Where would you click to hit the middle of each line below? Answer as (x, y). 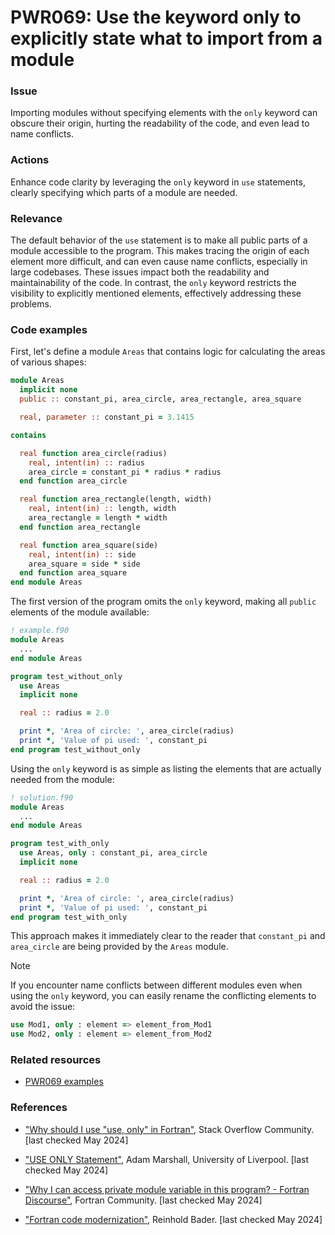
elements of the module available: (80, 612)
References (39, 1108)
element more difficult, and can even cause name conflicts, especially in (159, 262)
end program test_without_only (75, 749)
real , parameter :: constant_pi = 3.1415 (107, 417)
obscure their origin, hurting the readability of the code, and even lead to (160, 123)
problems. (31, 304)
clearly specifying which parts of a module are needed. (124, 192)
